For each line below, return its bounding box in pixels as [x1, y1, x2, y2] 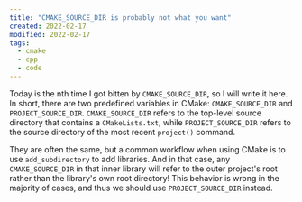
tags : [9, 38, 30, 48]
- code [17, 64, 42, 73]
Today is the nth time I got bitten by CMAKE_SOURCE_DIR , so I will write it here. [9, 87, 288, 99]
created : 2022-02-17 [9, 22, 87, 31]
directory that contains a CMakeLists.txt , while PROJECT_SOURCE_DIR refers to [9, 116, 291, 127]
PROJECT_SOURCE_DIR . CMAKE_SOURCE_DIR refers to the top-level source [9, 107, 262, 118]
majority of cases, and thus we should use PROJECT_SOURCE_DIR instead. [9, 182, 273, 193]
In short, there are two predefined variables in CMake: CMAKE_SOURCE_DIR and [9, 97, 293, 108]
